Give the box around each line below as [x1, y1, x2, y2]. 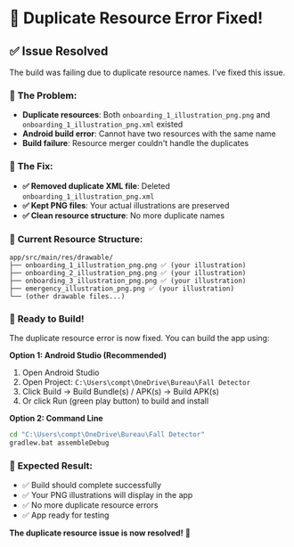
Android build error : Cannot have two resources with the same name [21, 128, 276, 139]
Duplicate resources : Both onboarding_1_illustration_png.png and [21, 110, 271, 120]
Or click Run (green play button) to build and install [21, 396, 209, 406]
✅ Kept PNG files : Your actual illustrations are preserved [21, 200, 230, 210]
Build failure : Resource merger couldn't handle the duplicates [21, 138, 249, 149]
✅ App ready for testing [21, 510, 110, 520]
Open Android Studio [21, 367, 100, 378]
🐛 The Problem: [9, 89, 78, 102]
